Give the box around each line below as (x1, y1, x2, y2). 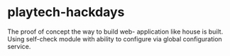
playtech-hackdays (7, 4, 125, 20)
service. (7, 42, 31, 50)
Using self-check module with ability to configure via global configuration (7, 34, 222, 43)
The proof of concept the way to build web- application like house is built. (7, 27, 224, 36)
